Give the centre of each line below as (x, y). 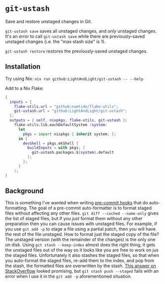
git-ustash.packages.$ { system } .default (73, 152)
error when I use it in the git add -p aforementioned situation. (69, 277)
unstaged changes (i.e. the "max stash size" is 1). (55, 42)
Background (24, 191)
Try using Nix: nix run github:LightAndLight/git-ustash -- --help (74, 79)
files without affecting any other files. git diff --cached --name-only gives (82, 213)
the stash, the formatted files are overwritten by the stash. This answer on (81, 266)
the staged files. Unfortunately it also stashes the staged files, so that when (82, 255)
